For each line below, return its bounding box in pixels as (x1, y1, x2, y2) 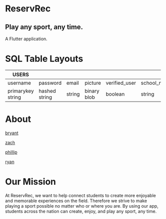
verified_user (106, 79, 136, 86)
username (7, 79, 31, 86)
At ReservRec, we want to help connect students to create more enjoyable (5, 192, 156, 198)
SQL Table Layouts (5, 53, 83, 64)
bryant (5, 130, 19, 136)
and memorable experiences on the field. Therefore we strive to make (5, 198, 147, 204)
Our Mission (5, 176, 56, 187)
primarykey (7, 87, 34, 94)
